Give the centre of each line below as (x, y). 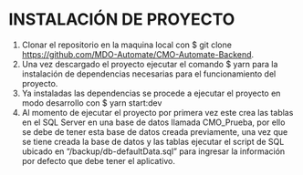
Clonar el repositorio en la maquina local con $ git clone (126, 45)
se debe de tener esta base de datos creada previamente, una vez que (155, 131)
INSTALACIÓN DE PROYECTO (122, 20)
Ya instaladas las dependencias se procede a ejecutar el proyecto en (151, 93)
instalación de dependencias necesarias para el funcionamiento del (149, 74)
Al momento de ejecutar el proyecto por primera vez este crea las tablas (157, 112)
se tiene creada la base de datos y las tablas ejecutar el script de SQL (153, 141)
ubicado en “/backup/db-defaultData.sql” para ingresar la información (153, 151)
